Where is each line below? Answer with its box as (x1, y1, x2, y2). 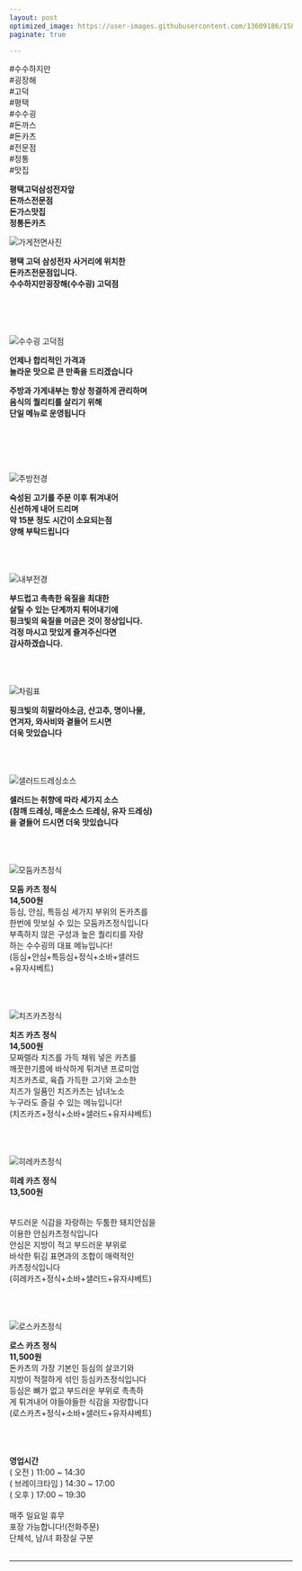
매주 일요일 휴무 (9, 1510, 66, 1521)
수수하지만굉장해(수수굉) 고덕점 (9, 278, 120, 289)
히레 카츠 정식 (9, 1176, 57, 1187)
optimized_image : (9, 22, 75, 31)
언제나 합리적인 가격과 (9, 355, 86, 366)
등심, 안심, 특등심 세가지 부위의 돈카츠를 (9, 907, 148, 917)
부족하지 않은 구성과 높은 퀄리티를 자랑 (9, 929, 144, 940)
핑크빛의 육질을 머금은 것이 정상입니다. (9, 616, 143, 627)
